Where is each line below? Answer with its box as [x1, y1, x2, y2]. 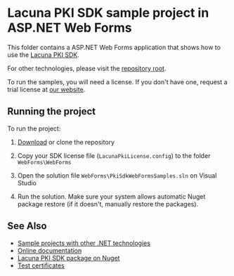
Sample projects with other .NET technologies [17, 239, 151, 247]
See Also [7, 220, 47, 232]
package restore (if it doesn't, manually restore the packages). [17, 199, 199, 208]
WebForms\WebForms [17, 159, 72, 166]
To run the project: [7, 124, 61, 133]
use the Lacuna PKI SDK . [7, 51, 79, 59]
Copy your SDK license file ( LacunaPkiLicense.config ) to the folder [17, 151, 211, 159]
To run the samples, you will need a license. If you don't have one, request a [7, 77, 228, 86]
